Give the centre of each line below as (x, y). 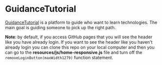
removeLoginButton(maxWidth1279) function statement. (59, 57)
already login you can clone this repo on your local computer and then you (80, 47)
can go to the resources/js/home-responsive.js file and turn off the (74, 52)
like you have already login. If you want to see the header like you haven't (79, 42)
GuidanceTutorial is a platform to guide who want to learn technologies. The (81, 22)
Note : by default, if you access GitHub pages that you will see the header (79, 37)
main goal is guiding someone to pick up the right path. (61, 27)
